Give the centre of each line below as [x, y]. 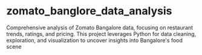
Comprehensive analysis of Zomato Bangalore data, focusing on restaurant [100, 27]
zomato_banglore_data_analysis [89, 11]
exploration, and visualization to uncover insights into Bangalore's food [95, 40]
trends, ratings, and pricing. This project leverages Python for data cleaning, [101, 33]
